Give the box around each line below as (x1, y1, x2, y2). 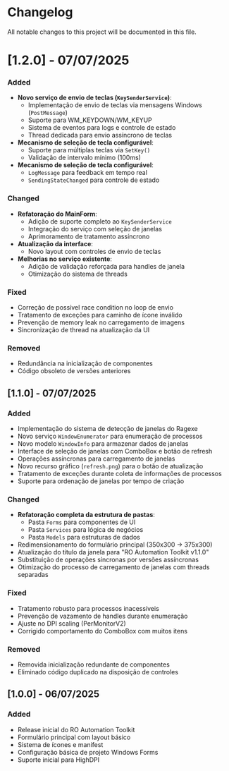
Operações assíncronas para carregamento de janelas (17, 454, 175, 463)
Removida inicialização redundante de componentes (17, 660, 171, 669)
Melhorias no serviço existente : (17, 255, 113, 263)
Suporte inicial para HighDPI (17, 755, 100, 764)
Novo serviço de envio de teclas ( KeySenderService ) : (17, 93, 172, 102)
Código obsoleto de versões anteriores (17, 367, 131, 375)
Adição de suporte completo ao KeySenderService (27, 217, 173, 226)
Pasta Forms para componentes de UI (27, 518, 136, 526)
